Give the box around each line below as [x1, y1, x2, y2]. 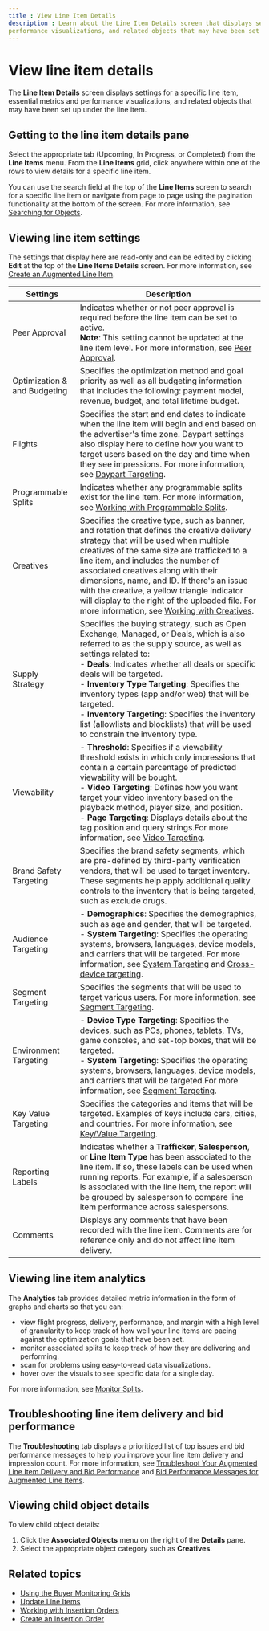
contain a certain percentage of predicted [79, 761, 237, 773]
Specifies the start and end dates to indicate [79, 408, 247, 419]
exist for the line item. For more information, [79, 491, 244, 503]
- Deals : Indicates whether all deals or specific [79, 658, 256, 669]
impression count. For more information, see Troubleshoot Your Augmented [8, 1458, 258, 1468]
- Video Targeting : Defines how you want [79, 781, 239, 793]
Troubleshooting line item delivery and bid [8, 1407, 224, 1421]
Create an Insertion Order [19, 1614, 105, 1624]
